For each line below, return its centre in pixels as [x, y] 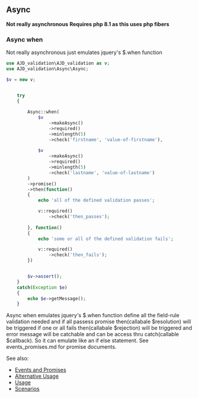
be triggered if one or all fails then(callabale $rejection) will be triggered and [99, 328]
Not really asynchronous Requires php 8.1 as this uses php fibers [88, 24]
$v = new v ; [21, 80]
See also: [17, 358]
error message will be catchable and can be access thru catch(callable [92, 334]
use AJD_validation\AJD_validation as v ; [58, 64]
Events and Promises [40, 370]
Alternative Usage [37, 376]
